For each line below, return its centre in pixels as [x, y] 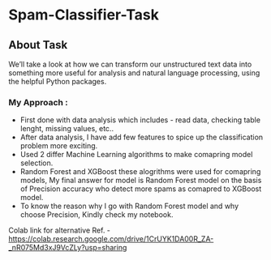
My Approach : [39, 102]
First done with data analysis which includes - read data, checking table [140, 120]
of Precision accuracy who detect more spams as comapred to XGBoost [141, 189]
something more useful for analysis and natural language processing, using [134, 73]
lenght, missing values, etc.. [67, 129]
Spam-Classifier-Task [84, 15]
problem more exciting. [59, 146]
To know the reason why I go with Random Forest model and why [129, 206]
